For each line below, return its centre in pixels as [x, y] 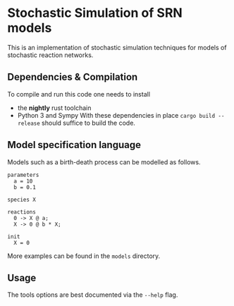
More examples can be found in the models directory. [84, 256]
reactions [22, 212]
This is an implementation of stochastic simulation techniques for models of [117, 47]
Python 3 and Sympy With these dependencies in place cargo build [116, 115]
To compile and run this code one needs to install [79, 94]
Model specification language [74, 145]
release [29, 123]
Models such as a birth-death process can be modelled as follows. [104, 162]
